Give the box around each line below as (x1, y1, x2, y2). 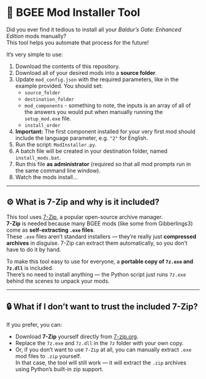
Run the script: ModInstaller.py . (15, 140, 97, 148)
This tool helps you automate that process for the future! (6, 39, 149, 46)
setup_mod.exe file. (24, 115, 72, 122)
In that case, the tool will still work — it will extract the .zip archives (15, 359, 187, 366)
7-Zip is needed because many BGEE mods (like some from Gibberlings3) (6, 220, 193, 227)
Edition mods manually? (6, 32, 66, 39)
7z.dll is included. (6, 264, 54, 272)
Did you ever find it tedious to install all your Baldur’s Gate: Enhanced (6, 26, 181, 33)
